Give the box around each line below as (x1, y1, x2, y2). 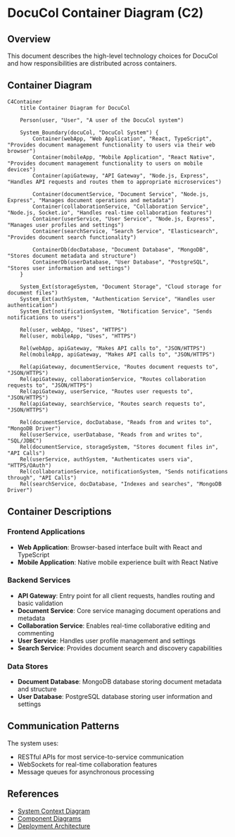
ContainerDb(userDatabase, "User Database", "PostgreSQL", (32, 259, 210, 266)
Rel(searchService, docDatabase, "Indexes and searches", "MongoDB (20, 480, 222, 488)
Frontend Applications (7, 527, 86, 537)
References (7, 788, 59, 800)
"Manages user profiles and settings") (7, 221, 125, 228)
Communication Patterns (7, 720, 120, 732)
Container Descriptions (7, 506, 112, 518)
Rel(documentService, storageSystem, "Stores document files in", (20, 443, 219, 450)
